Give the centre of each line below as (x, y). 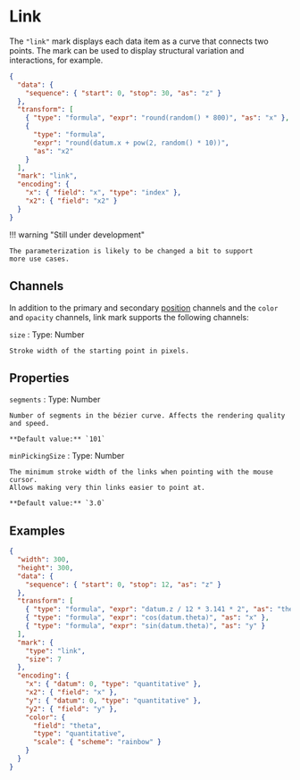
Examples (37, 531)
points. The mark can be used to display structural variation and (127, 50)
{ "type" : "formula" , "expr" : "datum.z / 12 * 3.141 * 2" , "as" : (150, 610)
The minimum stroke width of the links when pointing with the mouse (142, 472)
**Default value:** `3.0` (57, 503)
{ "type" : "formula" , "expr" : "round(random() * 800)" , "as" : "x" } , (158, 118)
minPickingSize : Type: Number (67, 456)
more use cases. (39, 259)
